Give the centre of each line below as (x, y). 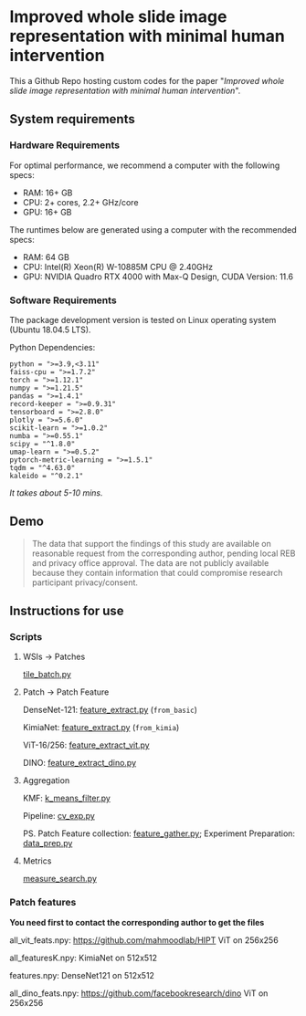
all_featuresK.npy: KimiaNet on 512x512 (84, 958)
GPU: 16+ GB (47, 212)
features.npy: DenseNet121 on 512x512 (82, 975)
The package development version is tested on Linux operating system (143, 319)
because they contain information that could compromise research (157, 572)
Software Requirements (63, 300)
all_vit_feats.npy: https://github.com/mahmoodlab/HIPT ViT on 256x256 (144, 940)
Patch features (43, 903)
